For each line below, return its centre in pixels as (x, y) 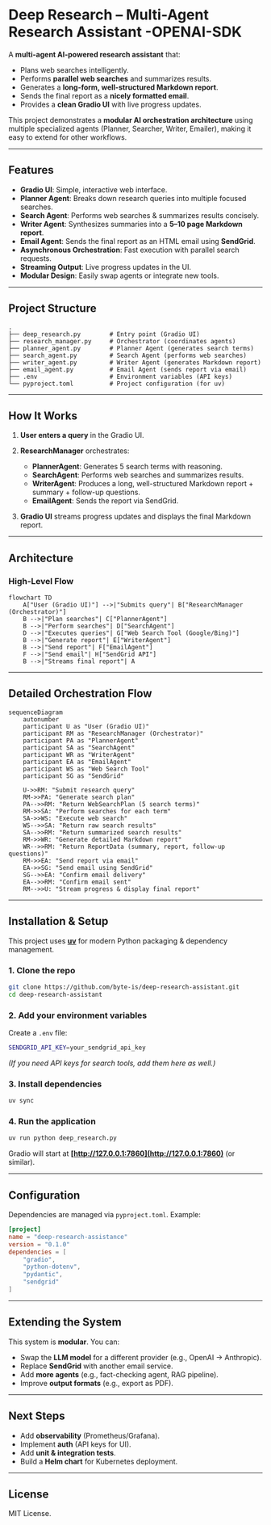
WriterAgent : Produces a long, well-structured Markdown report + (143, 484)
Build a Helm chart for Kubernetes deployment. (99, 1461)
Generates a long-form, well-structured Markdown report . (119, 87)
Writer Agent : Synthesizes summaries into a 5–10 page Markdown (131, 224)
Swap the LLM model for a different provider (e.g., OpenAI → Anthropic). (141, 1357)
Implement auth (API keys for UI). (75, 1444)
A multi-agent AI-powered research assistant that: (94, 54)
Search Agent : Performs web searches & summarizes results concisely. (140, 215)
